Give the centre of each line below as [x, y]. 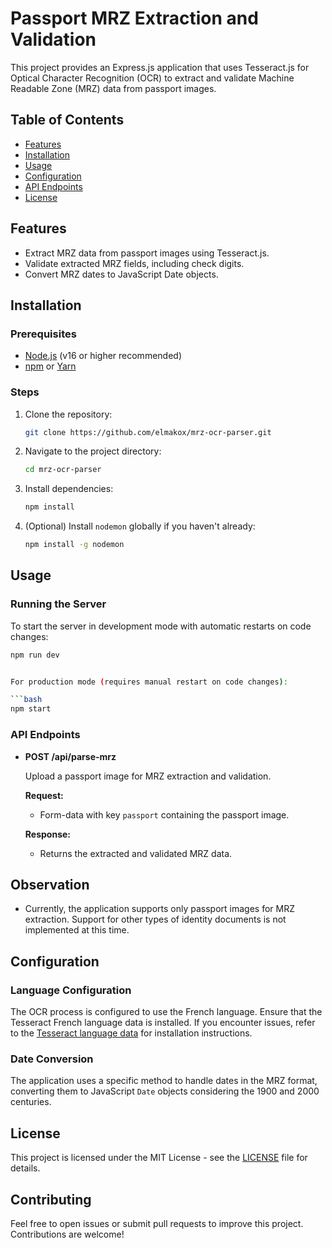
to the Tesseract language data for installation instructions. [131, 1033]
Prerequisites [43, 334]
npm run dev [35, 655]
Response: [47, 834]
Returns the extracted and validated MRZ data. [136, 853]
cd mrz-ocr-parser [63, 470]
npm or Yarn [50, 366]
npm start [31, 709]
